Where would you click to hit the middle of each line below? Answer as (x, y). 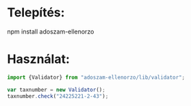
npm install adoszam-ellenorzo (51, 31)
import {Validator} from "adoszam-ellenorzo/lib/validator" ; (96, 77)
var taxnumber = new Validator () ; (56, 90)
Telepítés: (36, 13)
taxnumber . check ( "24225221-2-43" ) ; (58, 96)
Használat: (39, 59)
